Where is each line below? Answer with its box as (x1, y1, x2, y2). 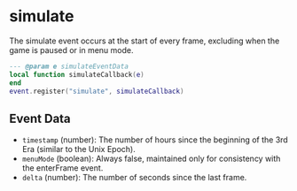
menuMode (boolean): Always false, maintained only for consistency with (21, 153, 281, 164)
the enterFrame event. (21, 163, 104, 173)
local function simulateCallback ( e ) (9, 70, 145, 79)
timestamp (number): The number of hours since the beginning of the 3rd (21, 134, 288, 145)
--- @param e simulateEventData (9, 62, 129, 71)
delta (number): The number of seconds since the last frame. (21, 172, 247, 183)
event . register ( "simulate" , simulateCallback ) (9, 87, 184, 95)
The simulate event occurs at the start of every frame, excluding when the (9, 35, 280, 46)
